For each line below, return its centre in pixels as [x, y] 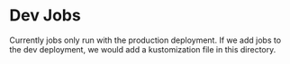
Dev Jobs [45, 16]
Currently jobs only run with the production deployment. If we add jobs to [145, 40]
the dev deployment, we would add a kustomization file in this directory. [143, 49]
